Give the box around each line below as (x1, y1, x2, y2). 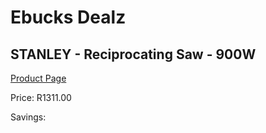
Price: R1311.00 (10, 92, 72, 103)
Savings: (10, 111, 47, 123)
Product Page (10, 72, 67, 84)
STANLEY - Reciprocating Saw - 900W (10, 46, 257, 63)
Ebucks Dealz (10, 6, 127, 29)
